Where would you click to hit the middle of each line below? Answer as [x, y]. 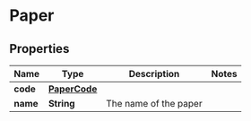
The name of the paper [155, 104]
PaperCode [73, 89]
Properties [39, 49]
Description [154, 74]
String [61, 104]
